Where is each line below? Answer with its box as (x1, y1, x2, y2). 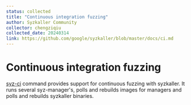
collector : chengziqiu (6, 24, 61, 31)
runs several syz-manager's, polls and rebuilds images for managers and (6, 86, 182, 93)
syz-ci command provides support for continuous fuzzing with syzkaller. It (6, 80, 185, 87)
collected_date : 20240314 (6, 30, 69, 36)
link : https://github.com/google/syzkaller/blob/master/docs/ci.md (6, 36, 174, 41)
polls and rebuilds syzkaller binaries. (6, 92, 94, 99)
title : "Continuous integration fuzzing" (6, 14, 109, 20)
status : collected (6, 8, 51, 15)
